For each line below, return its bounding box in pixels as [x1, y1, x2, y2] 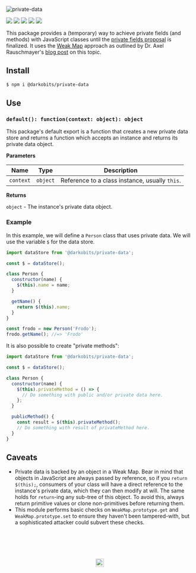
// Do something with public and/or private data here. [21, 392, 163, 398]
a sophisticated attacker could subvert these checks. [14, 519, 145, 526]
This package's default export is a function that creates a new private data [6, 128, 188, 135]
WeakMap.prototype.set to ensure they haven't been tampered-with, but [14, 513, 190, 520]
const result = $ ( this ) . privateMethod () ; [17, 419, 121, 426]
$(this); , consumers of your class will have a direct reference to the [14, 481, 183, 488]
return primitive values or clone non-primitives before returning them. [14, 500, 185, 507]
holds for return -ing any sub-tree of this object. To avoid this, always [14, 494, 185, 501]
